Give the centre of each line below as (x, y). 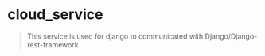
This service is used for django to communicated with (115, 36)
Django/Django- (231, 36)
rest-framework (53, 44)
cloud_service (55, 15)
